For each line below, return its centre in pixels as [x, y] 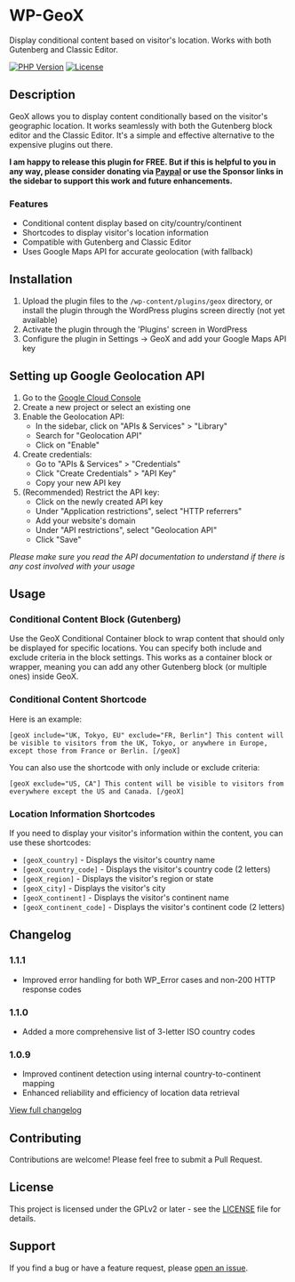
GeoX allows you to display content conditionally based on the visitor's [139, 116]
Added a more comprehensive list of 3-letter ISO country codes [139, 1031]
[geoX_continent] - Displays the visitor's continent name [125, 897]
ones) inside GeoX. [44, 676]
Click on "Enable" [68, 445]
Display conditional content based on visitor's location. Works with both [140, 40]
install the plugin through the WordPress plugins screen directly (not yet [154, 310]
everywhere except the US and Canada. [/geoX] [97, 791]
